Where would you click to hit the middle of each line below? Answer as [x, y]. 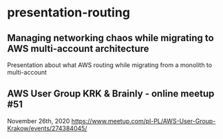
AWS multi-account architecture [78, 48]
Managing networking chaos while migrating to [111, 38]
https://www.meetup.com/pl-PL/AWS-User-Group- [144, 121]
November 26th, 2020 [39, 121]
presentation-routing [69, 13]
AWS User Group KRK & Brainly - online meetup [111, 94]
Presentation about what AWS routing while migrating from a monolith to [109, 65]
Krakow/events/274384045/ [47, 128]
